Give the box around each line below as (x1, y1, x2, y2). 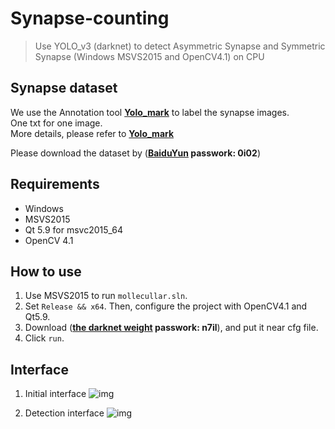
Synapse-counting (10, 7, 170, 30)
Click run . (24, 332, 65, 344)
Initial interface (24, 388, 87, 400)
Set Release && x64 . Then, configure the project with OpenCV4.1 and (24, 300, 308, 312)
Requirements (10, 176, 100, 193)
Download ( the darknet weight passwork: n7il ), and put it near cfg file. (24, 322, 319, 334)
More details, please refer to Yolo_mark (10, 127, 175, 139)
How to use (10, 263, 82, 280)
